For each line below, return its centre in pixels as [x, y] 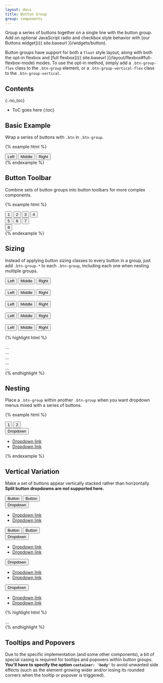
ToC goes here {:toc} [33, 110]
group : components [24, 19]
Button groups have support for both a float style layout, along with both [79, 52]
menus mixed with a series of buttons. [44, 405]
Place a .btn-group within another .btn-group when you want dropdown [78, 400]
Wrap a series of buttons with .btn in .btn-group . [54, 137]
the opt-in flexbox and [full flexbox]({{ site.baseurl [56, 58]
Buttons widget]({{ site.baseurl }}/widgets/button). [56, 43]
